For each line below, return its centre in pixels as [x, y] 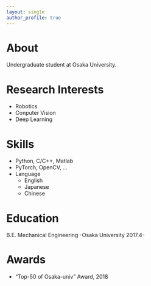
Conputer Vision [35, 113]
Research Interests [55, 90]
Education [33, 218]
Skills [20, 144]
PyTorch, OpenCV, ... [41, 167]
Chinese [35, 194]
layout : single [26, 12]
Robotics [26, 106]
